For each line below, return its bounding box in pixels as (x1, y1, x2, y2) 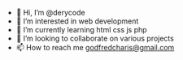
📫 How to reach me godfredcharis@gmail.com (15, 43, 175, 52)
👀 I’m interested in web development (15, 16, 139, 26)
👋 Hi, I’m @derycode (15, 8, 85, 17)
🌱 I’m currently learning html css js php (15, 25, 148, 34)
